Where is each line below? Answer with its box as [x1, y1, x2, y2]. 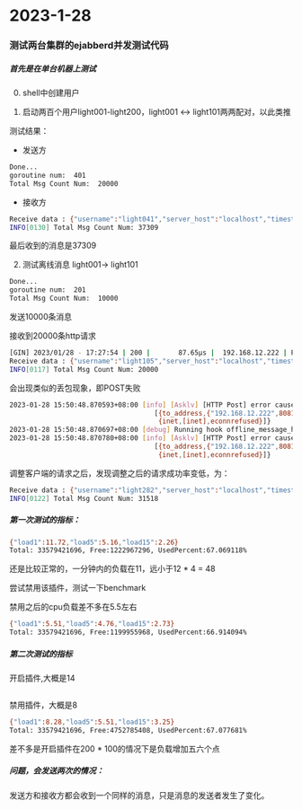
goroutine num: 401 [9, 171, 87, 180]
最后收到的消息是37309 [9, 240, 97, 251]
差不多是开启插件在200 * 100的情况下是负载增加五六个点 [9, 743, 220, 754]
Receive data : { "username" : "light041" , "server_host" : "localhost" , [9, 215, 268, 224]
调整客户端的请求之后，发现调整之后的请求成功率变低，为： [9, 468, 230, 479]
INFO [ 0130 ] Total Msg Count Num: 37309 [9, 223, 159, 232]
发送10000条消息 [9, 312, 73, 322]
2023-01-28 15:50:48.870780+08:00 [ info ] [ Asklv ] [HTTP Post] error [9, 434, 271, 443]
